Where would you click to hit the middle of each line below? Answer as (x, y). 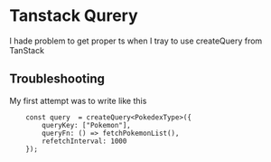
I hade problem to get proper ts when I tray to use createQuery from (136, 41)
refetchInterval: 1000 (84, 141)
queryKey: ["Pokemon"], (86, 125)
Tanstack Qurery (74, 16)
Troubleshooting (57, 79)
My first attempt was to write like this (78, 100)
